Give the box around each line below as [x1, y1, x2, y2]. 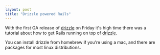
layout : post [5, 7, 32, 12]
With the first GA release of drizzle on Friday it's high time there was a [5, 25, 146, 30]
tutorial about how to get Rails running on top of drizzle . [5, 30, 117, 36]
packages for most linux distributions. [5, 44, 81, 50]
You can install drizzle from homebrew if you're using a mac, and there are [5, 39, 156, 45]
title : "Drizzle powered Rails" [5, 12, 71, 16]
